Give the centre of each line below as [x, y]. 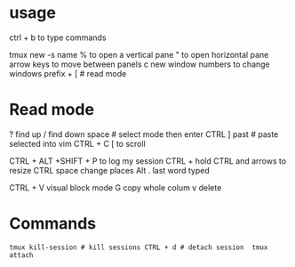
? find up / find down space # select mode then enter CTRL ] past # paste [144, 134]
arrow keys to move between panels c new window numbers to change [140, 64]
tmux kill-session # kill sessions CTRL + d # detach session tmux [139, 247]
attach [21, 255]
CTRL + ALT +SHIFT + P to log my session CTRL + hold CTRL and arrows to [148, 161]
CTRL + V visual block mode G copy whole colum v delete [116, 187]
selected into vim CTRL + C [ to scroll [78, 143]
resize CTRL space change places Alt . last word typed [110, 170]
